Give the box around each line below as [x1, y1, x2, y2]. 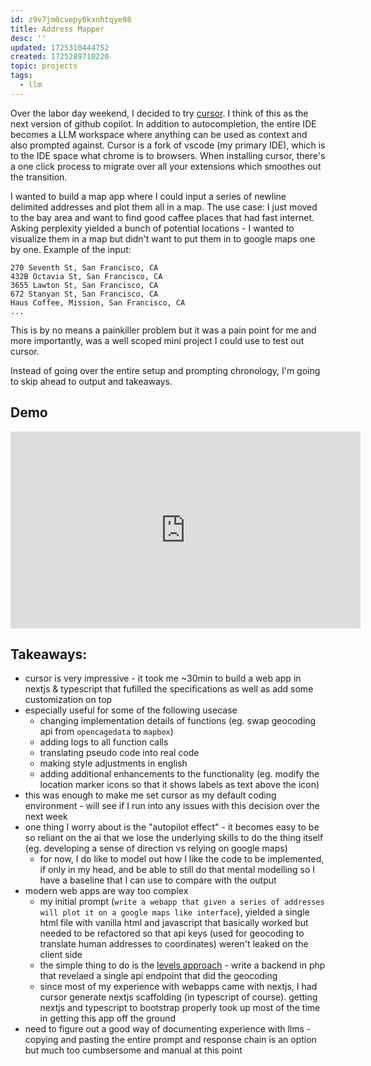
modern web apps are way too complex [24, 885, 189, 897]
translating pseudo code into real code [39, 747, 200, 759]
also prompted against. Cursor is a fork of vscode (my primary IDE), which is [10, 139, 326, 151]
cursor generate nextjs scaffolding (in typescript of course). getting [39, 991, 318, 1003]
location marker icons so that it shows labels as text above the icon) [39, 779, 320, 791]
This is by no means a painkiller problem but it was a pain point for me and [10, 324, 317, 336]
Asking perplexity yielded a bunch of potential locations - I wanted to [10, 222, 295, 234]
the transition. [10, 171, 68, 183]
